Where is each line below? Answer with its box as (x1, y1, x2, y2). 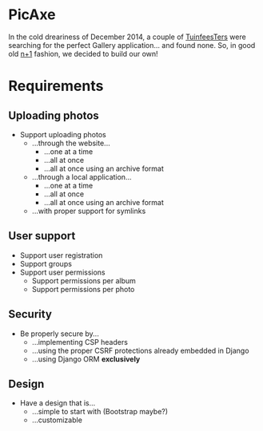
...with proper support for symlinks (31, 206, 146, 215)
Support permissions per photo (31, 284, 135, 294)
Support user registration (19, 250, 103, 260)
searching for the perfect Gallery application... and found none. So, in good (8, 40, 256, 49)
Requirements (8, 77, 104, 95)
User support (8, 229, 76, 243)
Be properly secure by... (19, 329, 100, 338)
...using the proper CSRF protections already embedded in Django (31, 346, 249, 355)
